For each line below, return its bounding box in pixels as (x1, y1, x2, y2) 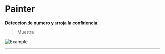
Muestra (17, 29, 34, 35)
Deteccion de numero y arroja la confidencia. (5, 20, 99, 26)
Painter (5, 3, 35, 15)
